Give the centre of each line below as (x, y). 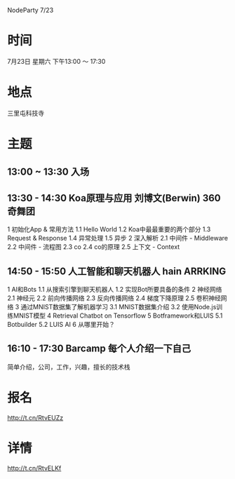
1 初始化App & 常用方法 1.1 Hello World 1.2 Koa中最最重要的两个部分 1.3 (109, 229)
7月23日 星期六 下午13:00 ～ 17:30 (56, 61)
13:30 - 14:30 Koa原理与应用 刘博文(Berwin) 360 (114, 198)
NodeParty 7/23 (31, 10)
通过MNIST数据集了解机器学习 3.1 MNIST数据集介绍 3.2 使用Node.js (119, 307)
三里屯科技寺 (26, 113)
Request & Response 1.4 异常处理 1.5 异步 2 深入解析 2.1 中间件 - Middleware (118, 238)
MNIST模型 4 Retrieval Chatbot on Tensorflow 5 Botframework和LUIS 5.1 (118, 316)
